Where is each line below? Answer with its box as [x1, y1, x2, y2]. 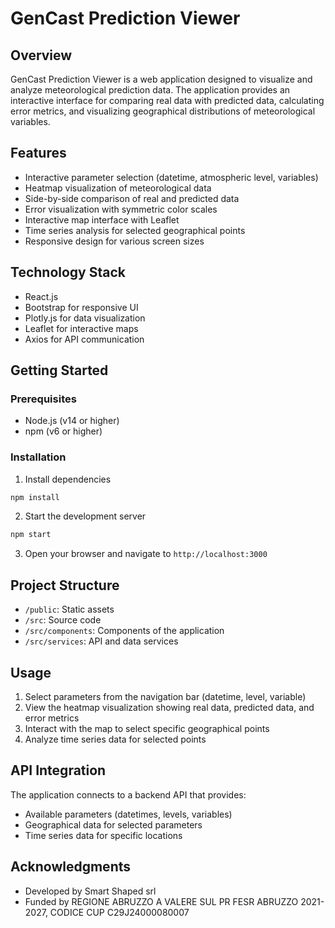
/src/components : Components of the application [24, 625, 225, 637]
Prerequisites [10, 392, 77, 406]
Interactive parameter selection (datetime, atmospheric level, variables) [24, 171, 319, 183]
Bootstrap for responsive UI [24, 301, 139, 313]
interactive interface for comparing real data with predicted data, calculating [10, 95, 325, 106]
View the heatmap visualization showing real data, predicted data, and [24, 701, 315, 713]
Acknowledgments [10, 858, 132, 876]
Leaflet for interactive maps [24, 322, 139, 334]
